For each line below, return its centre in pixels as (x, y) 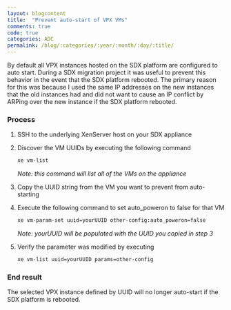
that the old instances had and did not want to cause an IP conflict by (106, 94)
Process (21, 119)
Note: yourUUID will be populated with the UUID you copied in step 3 (115, 234)
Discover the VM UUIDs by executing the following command (104, 148)
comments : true (29, 26)
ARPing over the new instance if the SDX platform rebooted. (92, 102)
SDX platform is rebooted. (44, 300)
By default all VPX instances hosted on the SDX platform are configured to (113, 65)
